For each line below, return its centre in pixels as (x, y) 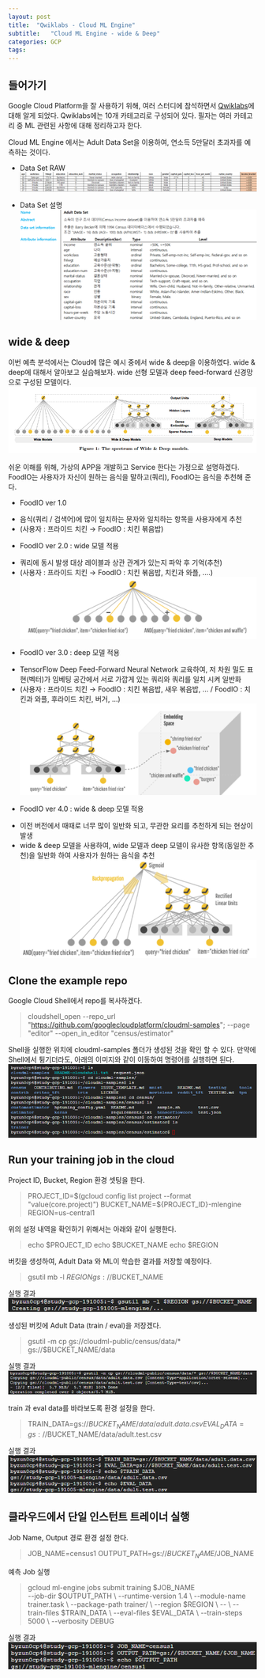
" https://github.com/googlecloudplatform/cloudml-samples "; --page (139, 1025)
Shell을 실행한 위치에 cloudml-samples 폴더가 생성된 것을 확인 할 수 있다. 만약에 (132, 1050)
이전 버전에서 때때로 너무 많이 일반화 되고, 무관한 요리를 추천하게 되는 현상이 (136, 826)
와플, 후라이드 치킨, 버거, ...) (77, 699)
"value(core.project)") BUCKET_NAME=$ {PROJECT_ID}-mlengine (134, 1204)
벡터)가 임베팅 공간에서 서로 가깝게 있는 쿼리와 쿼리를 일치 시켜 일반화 (135, 679)
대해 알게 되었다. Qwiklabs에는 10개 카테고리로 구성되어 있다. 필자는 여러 (120, 116)
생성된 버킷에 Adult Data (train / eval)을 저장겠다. (85, 1325)
